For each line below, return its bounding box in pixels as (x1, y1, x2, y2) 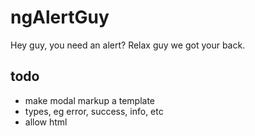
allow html (24, 116, 68, 128)
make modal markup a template (24, 94, 155, 106)
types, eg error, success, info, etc (24, 105, 164, 117)
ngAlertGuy (10, 6, 110, 29)
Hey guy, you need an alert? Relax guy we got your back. (10, 39, 246, 51)
